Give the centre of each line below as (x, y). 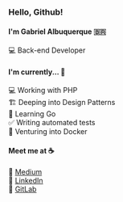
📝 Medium (25, 171)
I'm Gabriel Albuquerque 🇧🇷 (57, 32)
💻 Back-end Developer (47, 50)
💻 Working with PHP (43, 90)
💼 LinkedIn (26, 180)
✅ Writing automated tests (52, 123)
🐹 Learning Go (32, 114)
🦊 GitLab (23, 189)
